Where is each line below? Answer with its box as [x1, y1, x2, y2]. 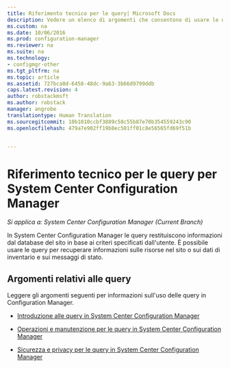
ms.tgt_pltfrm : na [7, 67, 60, 74]
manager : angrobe [7, 106, 57, 112]
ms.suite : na [7, 49, 44, 56]
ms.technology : [7, 55, 51, 62]
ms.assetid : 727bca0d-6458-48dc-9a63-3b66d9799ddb [7, 80, 155, 87]
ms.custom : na [7, 23, 48, 29]
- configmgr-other [7, 61, 60, 68]
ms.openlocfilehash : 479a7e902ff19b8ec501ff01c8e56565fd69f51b [7, 125, 192, 132]
